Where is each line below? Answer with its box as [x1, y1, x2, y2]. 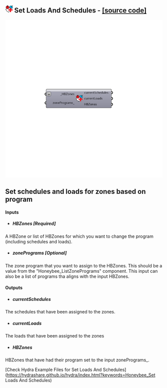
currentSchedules [12, 296, 51, 302]
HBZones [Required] [12, 221, 56, 227]
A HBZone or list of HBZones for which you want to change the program [5, 233, 153, 239]
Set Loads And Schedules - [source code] [14, 6, 146, 15]
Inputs [5, 209, 19, 215]
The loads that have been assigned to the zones [5, 333, 104, 339]
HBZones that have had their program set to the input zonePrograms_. [5, 357, 149, 363]
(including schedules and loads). [5, 238, 72, 244]
